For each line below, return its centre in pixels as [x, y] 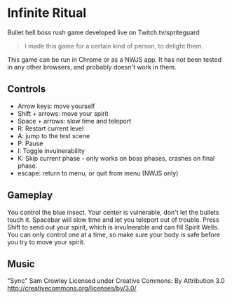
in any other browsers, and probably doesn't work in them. [92, 67]
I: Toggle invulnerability [51, 151]
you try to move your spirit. [46, 242]
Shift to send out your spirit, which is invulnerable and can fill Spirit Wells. [113, 227]
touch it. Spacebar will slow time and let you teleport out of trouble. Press [113, 220]
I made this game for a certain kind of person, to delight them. [114, 46]
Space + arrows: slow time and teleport [74, 121]
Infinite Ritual [47, 13]
